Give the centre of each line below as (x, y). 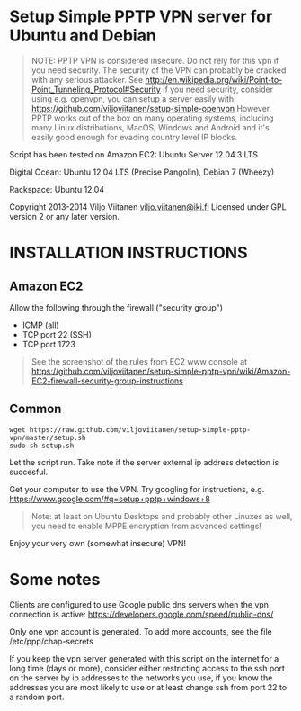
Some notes (55, 579)
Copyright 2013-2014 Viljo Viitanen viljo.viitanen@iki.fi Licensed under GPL (148, 207)
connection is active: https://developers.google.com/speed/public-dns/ (142, 614)
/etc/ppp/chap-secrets (52, 641)
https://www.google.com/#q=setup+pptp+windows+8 (110, 499)
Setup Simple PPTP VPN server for (141, 17)
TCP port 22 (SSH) (57, 334)
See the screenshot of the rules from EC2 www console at (139, 361)
